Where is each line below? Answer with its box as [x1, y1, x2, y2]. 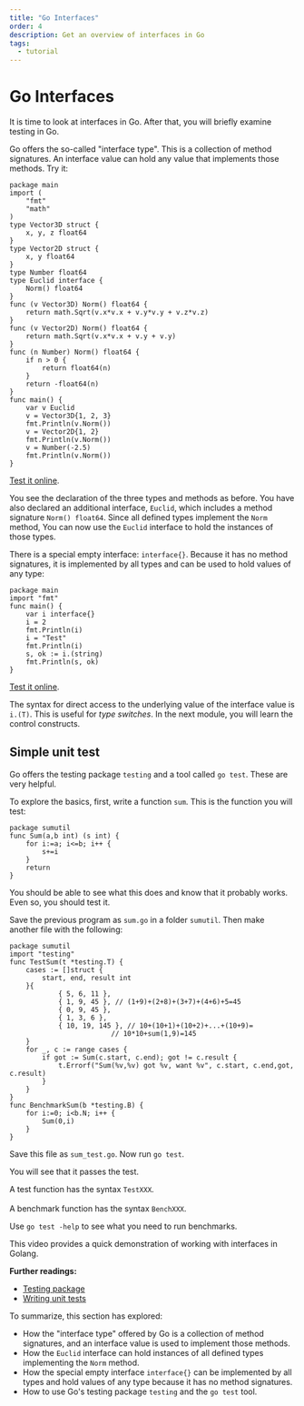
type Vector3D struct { [9, 220, 100, 230]
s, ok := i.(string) [25, 649, 103, 659]
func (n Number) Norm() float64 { [9, 347, 141, 357]
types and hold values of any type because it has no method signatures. [22, 1376, 293, 1387]
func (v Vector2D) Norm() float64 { [9, 324, 148, 333]
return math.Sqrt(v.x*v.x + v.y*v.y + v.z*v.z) [25, 308, 209, 317]
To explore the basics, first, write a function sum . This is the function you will [9, 796, 293, 807]
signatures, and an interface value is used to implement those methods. [22, 1338, 290, 1349]
